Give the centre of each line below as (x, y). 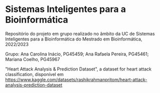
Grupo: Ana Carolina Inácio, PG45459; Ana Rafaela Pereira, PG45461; (77, 54)
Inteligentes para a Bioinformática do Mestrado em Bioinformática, (74, 39)
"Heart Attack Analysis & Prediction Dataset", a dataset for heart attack (78, 69)
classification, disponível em (35, 74)
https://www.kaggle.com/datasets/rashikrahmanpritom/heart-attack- (76, 79)
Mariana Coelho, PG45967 (33, 59)
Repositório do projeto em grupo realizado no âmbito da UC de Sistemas (80, 33)
